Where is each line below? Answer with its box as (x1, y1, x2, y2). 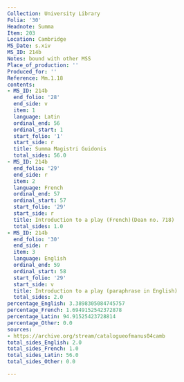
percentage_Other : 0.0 (7, 320, 73, 327)
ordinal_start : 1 (13, 126, 64, 133)
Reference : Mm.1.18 (7, 74, 64, 82)
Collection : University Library (7, 10, 100, 17)
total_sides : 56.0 (13, 152, 67, 159)
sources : (7, 326, 33, 333)
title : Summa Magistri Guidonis (13, 146, 107, 153)
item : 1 (13, 107, 36, 114)
